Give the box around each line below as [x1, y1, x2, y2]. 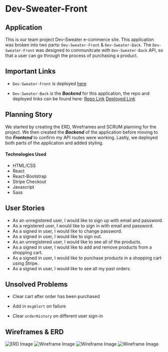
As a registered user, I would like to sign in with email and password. [12, 222, 154, 228]
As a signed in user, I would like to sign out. [12, 233, 102, 240]
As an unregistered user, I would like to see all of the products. [12, 239, 142, 245]
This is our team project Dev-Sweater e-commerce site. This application [5, 36, 154, 42]
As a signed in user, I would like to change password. [12, 228, 122, 234]
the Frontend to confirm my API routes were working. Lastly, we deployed [5, 134, 158, 140]
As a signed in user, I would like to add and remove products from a [12, 244, 152, 250]
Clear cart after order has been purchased [12, 294, 100, 300]
